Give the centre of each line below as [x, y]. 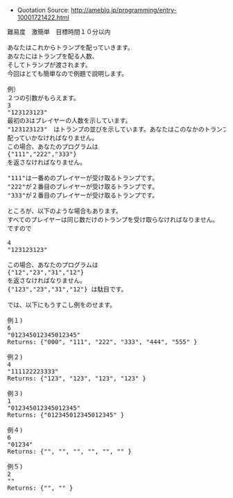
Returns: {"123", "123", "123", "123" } [77, 378]
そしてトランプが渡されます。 [49, 65]
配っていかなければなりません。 [53, 138]
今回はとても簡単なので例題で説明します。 [68, 73]
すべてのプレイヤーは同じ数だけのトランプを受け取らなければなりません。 [113, 219]
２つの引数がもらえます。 [43, 98]
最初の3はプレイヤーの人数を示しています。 [69, 121]
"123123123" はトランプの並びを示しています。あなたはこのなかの [106, 129]
